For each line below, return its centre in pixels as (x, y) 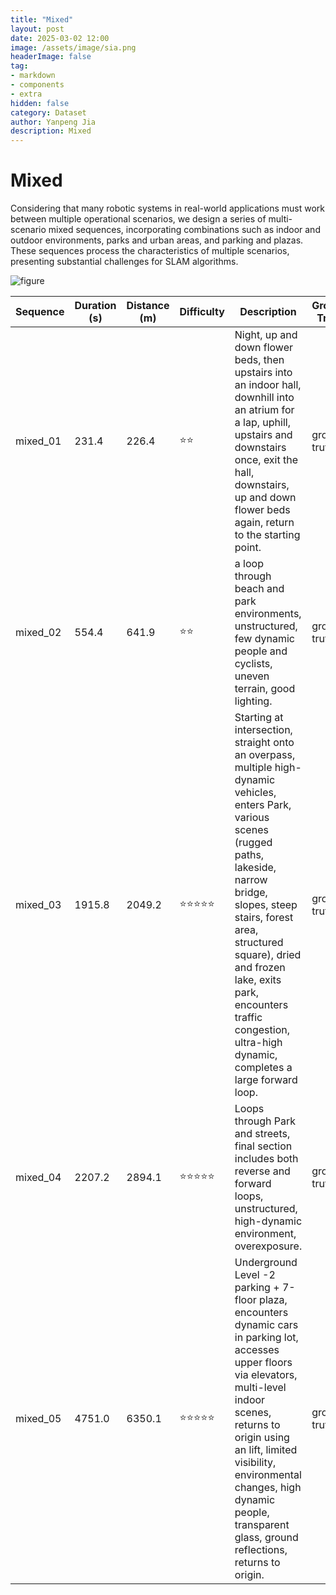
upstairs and (263, 435)
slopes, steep (266, 905)
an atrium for (264, 410)
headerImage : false (51, 57)
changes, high (268, 1488)
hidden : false (40, 103)
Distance (148, 306)
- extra (26, 94)
